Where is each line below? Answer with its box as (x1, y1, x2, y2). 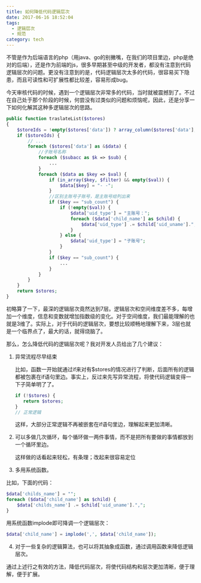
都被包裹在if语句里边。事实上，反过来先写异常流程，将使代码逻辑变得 (14, 373, 187, 380)
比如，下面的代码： (6, 479, 54, 486)
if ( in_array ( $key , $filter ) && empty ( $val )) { (48, 177, 170, 183)
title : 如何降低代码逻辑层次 (6, 8, 70, 15)
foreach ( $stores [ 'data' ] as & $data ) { (28, 144, 127, 149)
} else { (59, 233, 82, 239)
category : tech (6, 36, 44, 42)
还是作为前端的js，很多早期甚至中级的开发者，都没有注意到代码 (35, 61, 191, 68)
